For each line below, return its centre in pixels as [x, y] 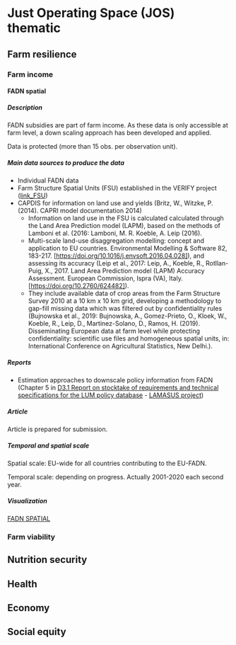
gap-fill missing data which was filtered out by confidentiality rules [125, 309]
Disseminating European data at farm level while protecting [114, 331]
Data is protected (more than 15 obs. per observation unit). [93, 147]
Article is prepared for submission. [58, 429]
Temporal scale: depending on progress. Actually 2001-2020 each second [116, 476]
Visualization [28, 501]
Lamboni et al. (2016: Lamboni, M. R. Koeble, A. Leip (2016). [115, 233]
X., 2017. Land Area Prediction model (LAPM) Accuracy [125, 271]
